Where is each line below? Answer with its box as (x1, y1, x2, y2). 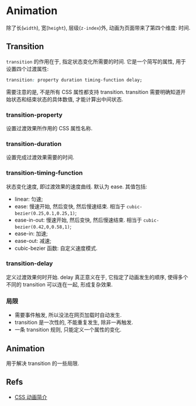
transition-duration (6, 140, 62, 148)
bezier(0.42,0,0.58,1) (14, 224, 70, 230)
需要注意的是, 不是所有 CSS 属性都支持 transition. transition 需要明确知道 (6, 88, 181, 95)
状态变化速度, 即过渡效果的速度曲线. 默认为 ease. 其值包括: (6, 183, 147, 190)
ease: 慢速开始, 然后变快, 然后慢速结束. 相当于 (14, 202, 126, 209)
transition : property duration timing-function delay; (6, 77, 143, 83)
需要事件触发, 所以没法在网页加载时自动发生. (14, 312, 122, 319)
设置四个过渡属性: (6, 65, 49, 72)
